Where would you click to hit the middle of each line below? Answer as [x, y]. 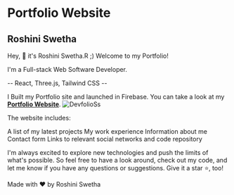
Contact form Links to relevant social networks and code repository [105, 139]
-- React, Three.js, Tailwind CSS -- [57, 83]
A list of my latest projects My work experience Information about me [107, 131]
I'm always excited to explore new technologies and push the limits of [108, 152]
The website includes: [39, 118]
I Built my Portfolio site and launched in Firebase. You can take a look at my [116, 97]
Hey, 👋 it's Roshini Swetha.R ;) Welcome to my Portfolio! [88, 56]
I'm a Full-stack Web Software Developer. [67, 69]
